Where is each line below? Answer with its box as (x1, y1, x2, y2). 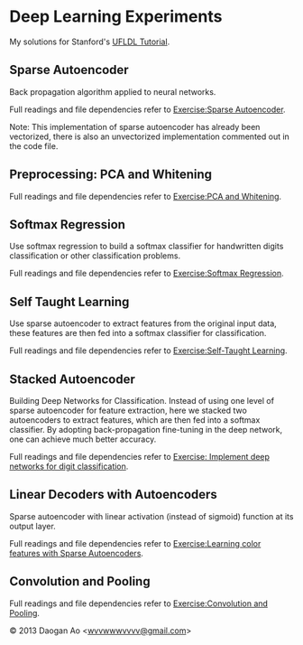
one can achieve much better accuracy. (9, 434, 157, 444)
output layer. (9, 520, 56, 531)
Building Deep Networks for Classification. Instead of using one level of (9, 396, 275, 406)
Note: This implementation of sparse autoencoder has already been (9, 121, 261, 132)
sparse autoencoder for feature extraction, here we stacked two (9, 405, 248, 416)
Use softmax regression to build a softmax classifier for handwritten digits (9, 241, 284, 252)
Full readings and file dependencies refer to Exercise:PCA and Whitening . (9, 191, 282, 201)
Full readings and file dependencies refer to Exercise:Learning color (9, 537, 262, 548)
